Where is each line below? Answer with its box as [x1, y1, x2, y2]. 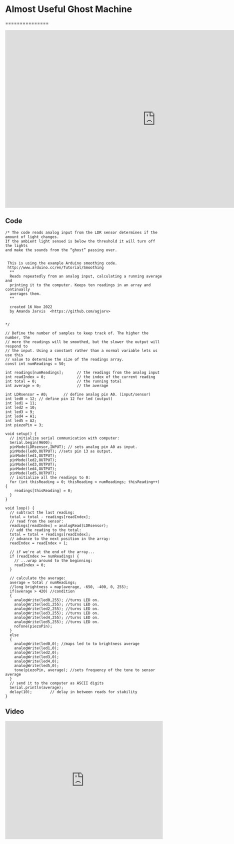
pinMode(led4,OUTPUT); [9, 466, 57, 471]
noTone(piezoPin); [14, 623, 52, 628]
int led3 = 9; [5, 409, 35, 414]
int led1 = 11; [5, 400, 37, 405]
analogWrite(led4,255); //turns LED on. [14, 615, 99, 620]
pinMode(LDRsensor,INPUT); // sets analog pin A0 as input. [9, 444, 137, 449]
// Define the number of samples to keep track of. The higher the [5, 330, 149, 335]
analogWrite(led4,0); [14, 658, 59, 663]
